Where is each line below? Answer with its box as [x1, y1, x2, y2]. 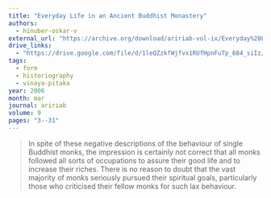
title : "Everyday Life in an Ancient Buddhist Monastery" [8, 11, 207, 20]
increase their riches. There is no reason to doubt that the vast [27, 164, 236, 174]
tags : [8, 57, 27, 65]
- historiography [15, 72, 74, 80]
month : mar [8, 94, 45, 102]
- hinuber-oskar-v [15, 27, 78, 35]
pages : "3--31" [8, 117, 60, 125]
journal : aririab [8, 101, 67, 109]
